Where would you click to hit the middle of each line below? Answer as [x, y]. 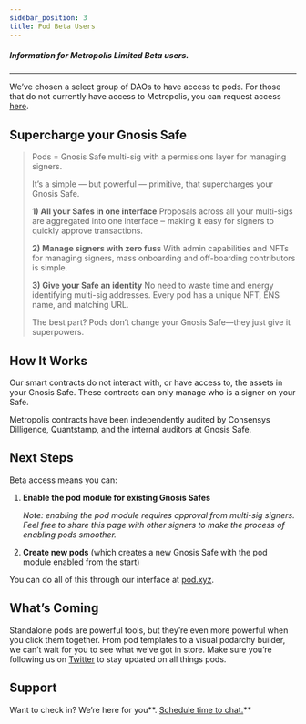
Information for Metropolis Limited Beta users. [99, 56]
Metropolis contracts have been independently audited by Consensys [140, 420]
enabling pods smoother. [69, 535]
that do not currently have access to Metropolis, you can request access [145, 97]
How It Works [49, 361]
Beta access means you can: [64, 480]
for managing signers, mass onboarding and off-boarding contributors [163, 258]
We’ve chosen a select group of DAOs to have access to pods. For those [145, 87]
